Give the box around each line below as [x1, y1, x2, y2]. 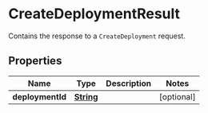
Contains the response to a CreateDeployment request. [8, 31, 186, 41]
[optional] [158, 91, 196, 102]
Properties [8, 54, 62, 68]
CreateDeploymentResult [8, 5, 181, 23]
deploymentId [12, 91, 66, 102]
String [74, 91, 98, 102]
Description [106, 77, 152, 88]
